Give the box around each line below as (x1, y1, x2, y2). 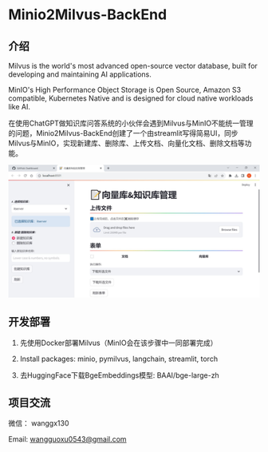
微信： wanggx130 (8, 418, 69, 428)
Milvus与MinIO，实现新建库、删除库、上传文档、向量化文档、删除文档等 (8, 138, 245, 148)
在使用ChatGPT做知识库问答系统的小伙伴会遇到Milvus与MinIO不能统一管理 (8, 118, 254, 128)
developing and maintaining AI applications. (8, 69, 152, 79)
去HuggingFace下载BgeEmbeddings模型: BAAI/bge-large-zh (19, 370, 219, 380)
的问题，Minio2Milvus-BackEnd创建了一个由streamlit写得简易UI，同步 (8, 129, 239, 137)
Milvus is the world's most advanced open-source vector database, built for (8, 61, 258, 70)
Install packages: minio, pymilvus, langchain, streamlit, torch (19, 354, 218, 363)
